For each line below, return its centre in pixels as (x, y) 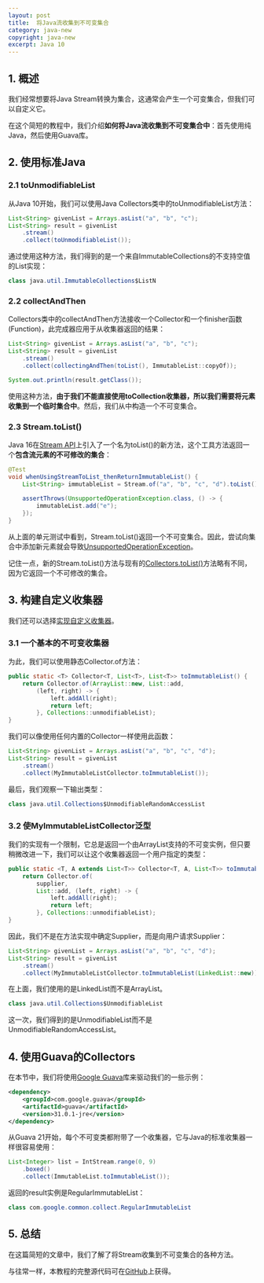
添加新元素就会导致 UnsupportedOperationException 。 (110, 546)
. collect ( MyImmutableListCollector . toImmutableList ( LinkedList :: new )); (142, 973)
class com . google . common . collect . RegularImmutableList (100, 1208)
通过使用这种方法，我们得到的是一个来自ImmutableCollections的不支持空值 (129, 256)
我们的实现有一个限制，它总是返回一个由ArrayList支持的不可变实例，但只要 (130, 844)
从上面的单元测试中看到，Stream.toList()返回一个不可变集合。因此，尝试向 (128, 536)
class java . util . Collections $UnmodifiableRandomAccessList (107, 804)
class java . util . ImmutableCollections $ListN (82, 281)
